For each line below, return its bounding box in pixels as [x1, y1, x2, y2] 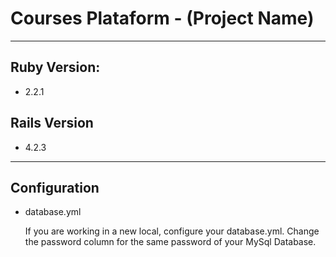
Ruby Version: [10, 59, 101, 76]
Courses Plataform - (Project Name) [10, 7, 315, 30]
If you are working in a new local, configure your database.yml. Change [24, 225, 320, 237]
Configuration [10, 179, 100, 196]
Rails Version [10, 115, 94, 132]
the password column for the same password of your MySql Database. [24, 236, 317, 248]
